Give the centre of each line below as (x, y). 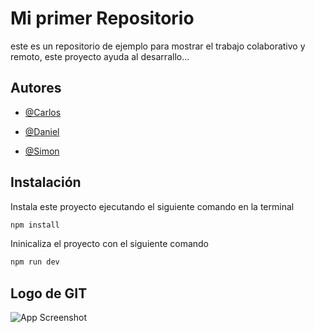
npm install (35, 225)
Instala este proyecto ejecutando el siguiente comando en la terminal (152, 206)
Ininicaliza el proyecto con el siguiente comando (110, 244)
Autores (36, 88)
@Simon (42, 151)
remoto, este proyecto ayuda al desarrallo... (100, 56)
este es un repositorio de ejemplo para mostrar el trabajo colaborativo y (158, 46)
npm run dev (35, 262)
